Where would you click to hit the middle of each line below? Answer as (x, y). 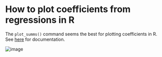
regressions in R (40, 20)
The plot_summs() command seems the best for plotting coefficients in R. (81, 34)
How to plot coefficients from (68, 9)
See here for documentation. (35, 39)
